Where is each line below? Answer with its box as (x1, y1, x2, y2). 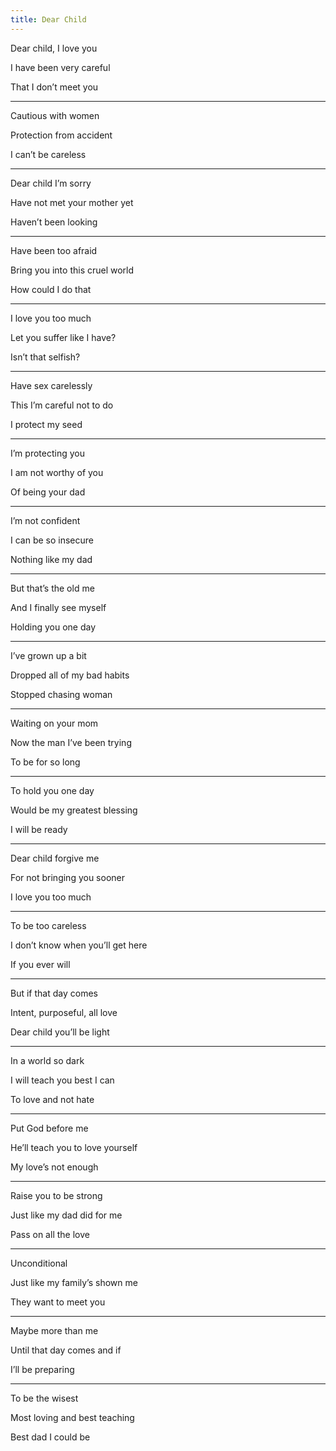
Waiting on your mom (10, 717, 99, 729)
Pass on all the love (10, 1228, 90, 1240)
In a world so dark (10, 1054, 85, 1066)
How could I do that (10, 283, 92, 295)
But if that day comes (10, 987, 98, 999)
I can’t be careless (10, 148, 87, 160)
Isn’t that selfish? (10, 351, 81, 363)
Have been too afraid (10, 244, 98, 256)
